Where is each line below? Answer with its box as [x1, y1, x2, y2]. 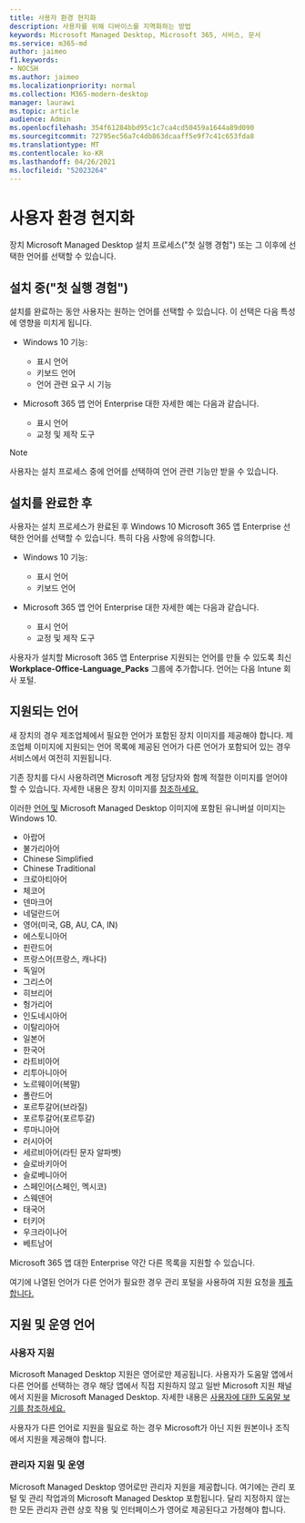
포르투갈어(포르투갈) [22, 1112, 96, 1123]
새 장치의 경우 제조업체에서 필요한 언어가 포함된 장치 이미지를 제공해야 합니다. [9, 729, 284, 740]
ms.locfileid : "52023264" [9, 166, 107, 175]
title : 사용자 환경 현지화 [9, 13, 97, 23]
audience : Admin [9, 115, 71, 124]
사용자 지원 [9, 1346, 56, 1359]
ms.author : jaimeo [9, 73, 79, 82]
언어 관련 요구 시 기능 [36, 379, 112, 390]
